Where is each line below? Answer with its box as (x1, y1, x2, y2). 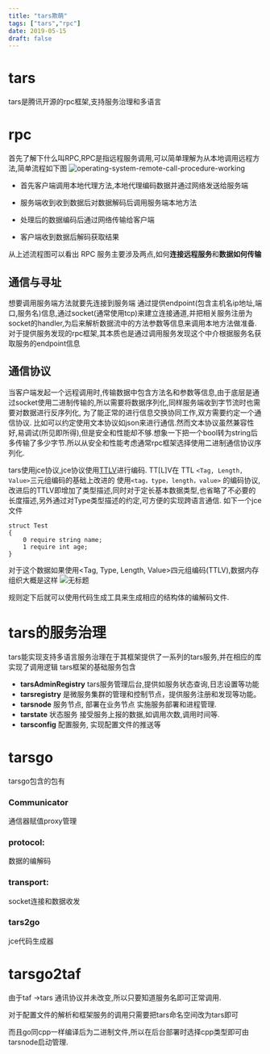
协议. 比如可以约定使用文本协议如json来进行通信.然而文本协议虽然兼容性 (15, 418, 255, 427)
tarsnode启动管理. (8, 1037, 69, 1047)
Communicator (8, 796, 69, 808)
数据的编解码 (8, 856, 51, 866)
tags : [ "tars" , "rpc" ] (8, 19, 81, 27)
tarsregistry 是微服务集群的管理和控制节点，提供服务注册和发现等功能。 (19, 689, 261, 699)
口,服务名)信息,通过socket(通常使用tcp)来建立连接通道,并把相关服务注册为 (8, 308, 253, 317)
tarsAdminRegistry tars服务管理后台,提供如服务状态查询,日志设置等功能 (19, 679, 260, 689)
